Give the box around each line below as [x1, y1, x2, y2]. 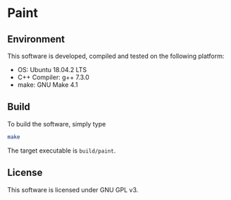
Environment [7, 33, 65, 45]
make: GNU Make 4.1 [17, 81, 78, 89]
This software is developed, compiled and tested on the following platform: [7, 52, 225, 60]
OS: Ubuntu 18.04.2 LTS [17, 66, 87, 73]
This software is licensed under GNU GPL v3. [7, 185, 139, 194]
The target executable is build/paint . [7, 146, 116, 155]
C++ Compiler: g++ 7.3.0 [17, 73, 89, 81]
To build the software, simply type [7, 119, 106, 128]
